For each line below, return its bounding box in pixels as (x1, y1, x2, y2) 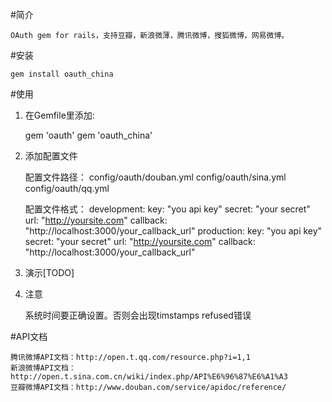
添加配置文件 (24, 150, 78, 162)
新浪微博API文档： (10, 363, 77, 373)
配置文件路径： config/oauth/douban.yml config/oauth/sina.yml (24, 171, 287, 183)
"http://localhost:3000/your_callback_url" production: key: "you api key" (24, 225, 323, 237)
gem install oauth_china (10, 69, 114, 79)
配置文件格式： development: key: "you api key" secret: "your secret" (24, 203, 311, 215)
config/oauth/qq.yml (24, 183, 110, 194)
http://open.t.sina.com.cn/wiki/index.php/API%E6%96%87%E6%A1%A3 (10, 372, 288, 382)
